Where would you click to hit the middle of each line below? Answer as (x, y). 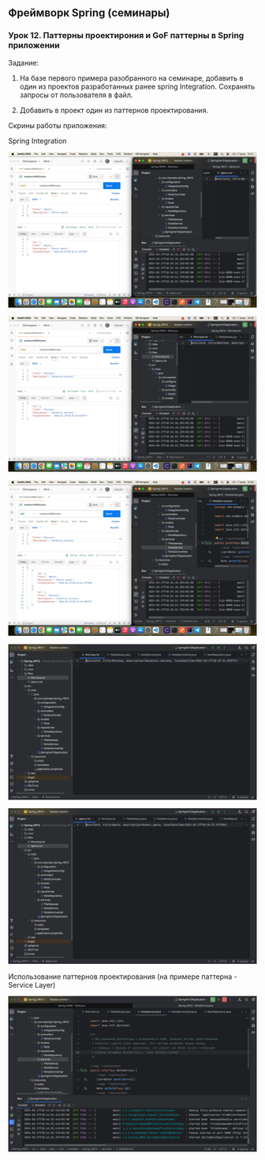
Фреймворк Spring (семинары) (89, 13)
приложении (34, 45)
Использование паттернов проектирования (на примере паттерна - (123, 977)
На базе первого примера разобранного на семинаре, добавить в (131, 77)
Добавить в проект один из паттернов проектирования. (114, 110)
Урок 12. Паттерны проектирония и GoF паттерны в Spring (126, 36)
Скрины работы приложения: (58, 125)
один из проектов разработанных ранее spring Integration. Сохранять (137, 86)
